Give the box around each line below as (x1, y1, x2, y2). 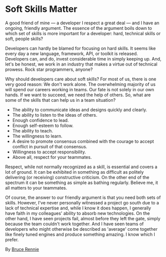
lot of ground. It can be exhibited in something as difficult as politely (5, 169, 144, 175)
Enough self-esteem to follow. (12, 123, 73, 128)
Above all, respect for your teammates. (12, 154, 92, 160)
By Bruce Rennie (5, 246, 39, 252)
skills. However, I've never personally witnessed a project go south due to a (5, 199, 160, 205)
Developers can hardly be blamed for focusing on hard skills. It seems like (5, 45, 156, 51)
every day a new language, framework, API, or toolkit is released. (5, 51, 138, 57)
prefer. (5, 237, 19, 243)
